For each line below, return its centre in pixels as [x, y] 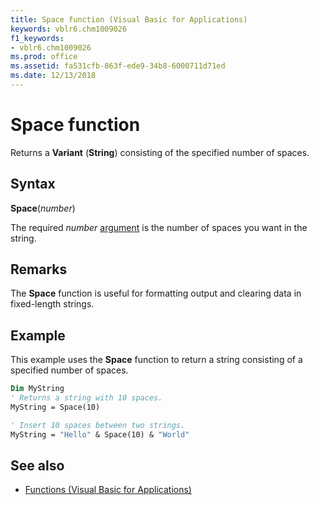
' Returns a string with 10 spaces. [86, 398]
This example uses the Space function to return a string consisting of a [156, 360]
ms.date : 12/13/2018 [53, 76]
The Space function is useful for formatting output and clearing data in [156, 293]
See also [37, 466]
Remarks [39, 269]
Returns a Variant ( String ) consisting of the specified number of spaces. [160, 152]
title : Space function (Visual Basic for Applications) [129, 19]
